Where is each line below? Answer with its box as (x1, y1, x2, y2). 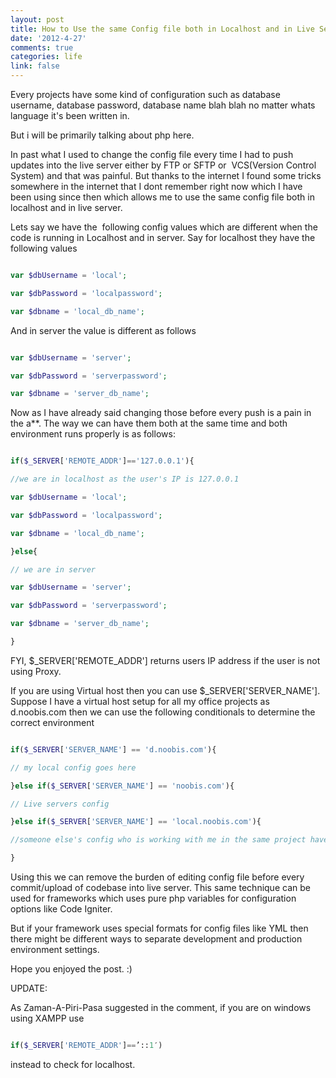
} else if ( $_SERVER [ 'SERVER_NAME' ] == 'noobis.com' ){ (10, 781, 235, 791)
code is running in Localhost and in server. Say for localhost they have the (10, 232, 316, 243)
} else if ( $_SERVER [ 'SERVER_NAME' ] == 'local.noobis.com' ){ (10, 817, 262, 827)
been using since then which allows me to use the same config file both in (10, 191, 315, 203)
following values (10, 242, 78, 254)
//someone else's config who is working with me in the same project (10, 835, 307, 845)
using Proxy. (10, 665, 62, 677)
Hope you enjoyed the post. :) (10, 963, 133, 975)
